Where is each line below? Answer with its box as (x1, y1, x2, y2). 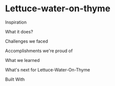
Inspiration (5, 19, 27, 25)
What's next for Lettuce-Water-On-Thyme (5, 67, 90, 73)
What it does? (5, 29, 34, 34)
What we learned (5, 57, 40, 63)
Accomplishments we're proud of (5, 48, 73, 54)
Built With (5, 76, 25, 82)
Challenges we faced (5, 38, 48, 44)
